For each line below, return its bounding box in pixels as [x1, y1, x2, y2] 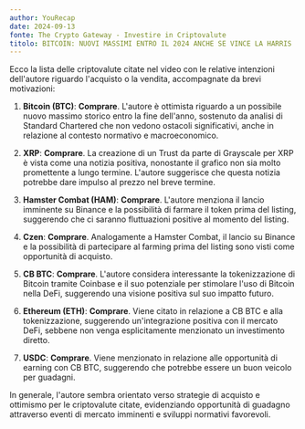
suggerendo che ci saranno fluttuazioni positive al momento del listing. [22, 214, 289, 225]
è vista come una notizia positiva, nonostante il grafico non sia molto [22, 157, 281, 169]
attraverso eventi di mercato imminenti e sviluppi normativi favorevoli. [9, 409, 271, 420]
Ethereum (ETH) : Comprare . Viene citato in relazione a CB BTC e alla [22, 306, 283, 317]
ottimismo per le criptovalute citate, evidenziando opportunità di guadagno [9, 399, 290, 411]
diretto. [22, 335, 50, 346]
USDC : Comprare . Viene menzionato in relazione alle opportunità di [22, 352, 279, 363]
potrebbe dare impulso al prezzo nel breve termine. [22, 177, 216, 188]
